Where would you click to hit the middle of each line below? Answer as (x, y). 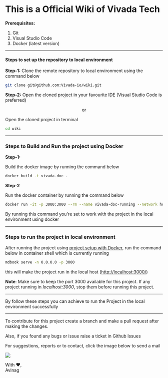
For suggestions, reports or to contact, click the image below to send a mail (83, 346)
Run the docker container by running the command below (64, 195)
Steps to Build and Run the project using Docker (64, 146)
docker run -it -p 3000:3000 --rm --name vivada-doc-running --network (81, 205)
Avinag (12, 370)
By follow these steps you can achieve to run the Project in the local (75, 301)
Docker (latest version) (36, 43)
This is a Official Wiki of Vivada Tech (82, 9)
